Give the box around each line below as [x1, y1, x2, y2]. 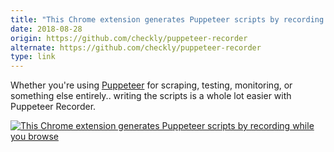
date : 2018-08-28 [10, 24, 83, 34]
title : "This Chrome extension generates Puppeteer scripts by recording [10, 14, 325, 25]
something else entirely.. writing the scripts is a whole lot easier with [10, 90, 292, 102]
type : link [10, 52, 56, 62]
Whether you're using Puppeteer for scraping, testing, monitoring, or [10, 79, 293, 91]
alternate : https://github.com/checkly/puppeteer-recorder [10, 42, 262, 53]
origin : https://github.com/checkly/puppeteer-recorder [10, 33, 248, 43]
